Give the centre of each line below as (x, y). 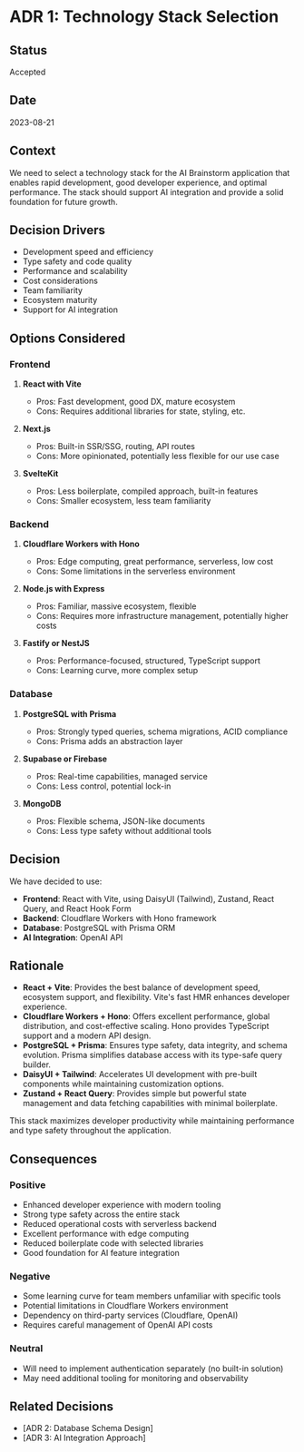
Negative (30, 1276)
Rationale (37, 965)
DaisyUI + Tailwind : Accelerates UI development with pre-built (140, 1074)
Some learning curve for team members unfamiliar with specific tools (152, 1296)
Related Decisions (62, 1407)
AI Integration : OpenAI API (73, 937)
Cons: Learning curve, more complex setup (117, 671)
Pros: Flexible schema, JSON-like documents (121, 821)
